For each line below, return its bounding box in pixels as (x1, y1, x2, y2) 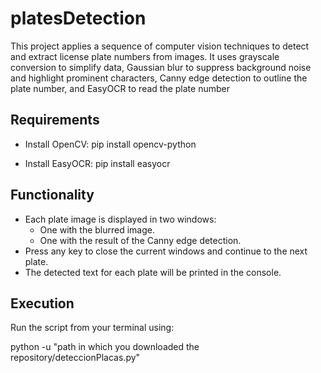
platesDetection (10, 7, 147, 30)
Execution (10, 295, 75, 312)
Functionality (10, 187, 95, 204)
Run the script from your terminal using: (10, 322, 175, 334)
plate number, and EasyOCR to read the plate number (10, 82, 230, 94)
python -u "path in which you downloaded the (10, 341, 200, 353)
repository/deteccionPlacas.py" (10, 352, 141, 364)
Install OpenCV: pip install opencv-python (24, 138, 197, 150)
